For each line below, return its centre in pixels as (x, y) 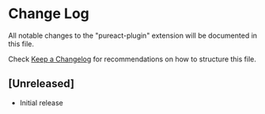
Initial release (41, 102)
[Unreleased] (42, 84)
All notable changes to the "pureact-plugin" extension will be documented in (133, 35)
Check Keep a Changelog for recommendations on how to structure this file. (132, 59)
